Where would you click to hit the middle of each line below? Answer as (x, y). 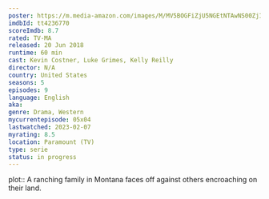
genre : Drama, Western (46, 113)
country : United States (48, 75)
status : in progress (43, 157)
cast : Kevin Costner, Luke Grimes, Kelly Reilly (91, 61)
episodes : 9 (28, 90)
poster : (21, 16)
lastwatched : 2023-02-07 (50, 127)
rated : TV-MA (30, 38)
